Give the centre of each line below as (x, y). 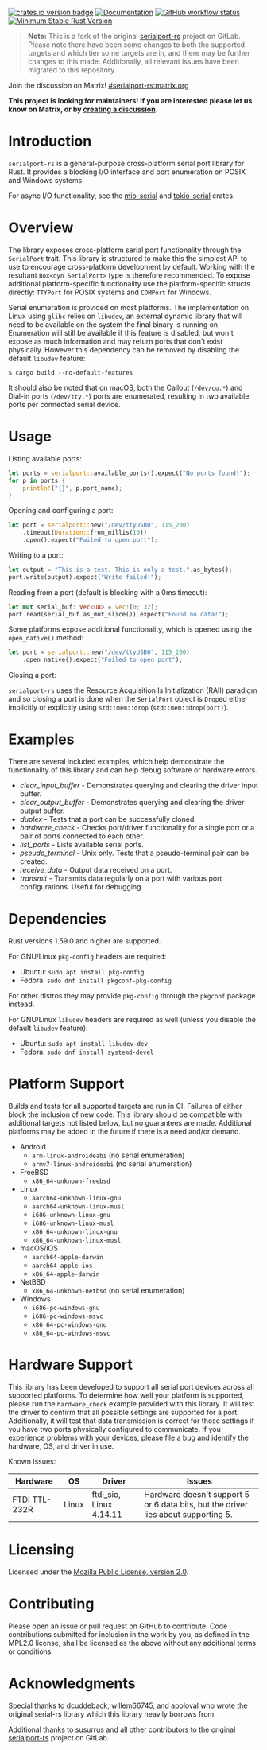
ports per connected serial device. (64, 404)
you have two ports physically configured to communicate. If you (114, 1429)
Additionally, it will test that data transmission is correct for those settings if (131, 1421)
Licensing (41, 1550)
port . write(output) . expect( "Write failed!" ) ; (85, 577)
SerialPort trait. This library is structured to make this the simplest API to (128, 258)
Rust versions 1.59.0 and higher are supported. (85, 941)
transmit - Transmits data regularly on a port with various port (121, 878)
